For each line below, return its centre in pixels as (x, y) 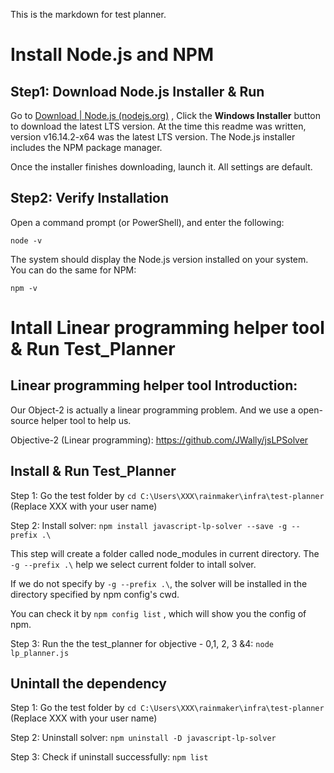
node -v (26, 240)
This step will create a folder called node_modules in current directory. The (165, 553)
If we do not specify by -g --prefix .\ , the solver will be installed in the (159, 583)
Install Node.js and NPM (112, 55)
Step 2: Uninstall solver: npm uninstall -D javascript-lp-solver (143, 738)
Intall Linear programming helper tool (167, 328)
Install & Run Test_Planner (93, 471)
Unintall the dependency (88, 684)
